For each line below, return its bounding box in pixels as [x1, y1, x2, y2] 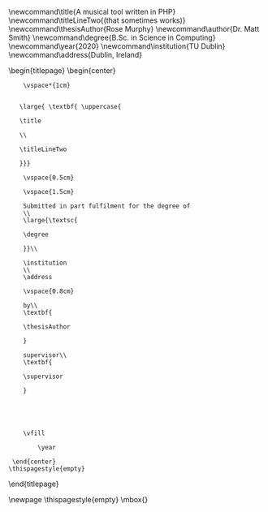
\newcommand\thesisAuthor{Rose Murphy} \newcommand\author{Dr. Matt [8, 24, 260, 33]
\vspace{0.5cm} [23, 174, 75, 182]
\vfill [23, 429, 45, 437]
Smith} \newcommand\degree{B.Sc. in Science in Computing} [8, 32, 216, 42]
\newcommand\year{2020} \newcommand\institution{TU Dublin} [8, 41, 226, 51]
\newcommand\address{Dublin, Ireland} [8, 50, 143, 59]
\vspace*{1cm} [23, 81, 71, 89]
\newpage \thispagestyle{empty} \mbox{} [8, 495, 149, 504]
